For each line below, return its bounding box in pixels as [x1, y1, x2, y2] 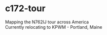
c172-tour [5, 3, 46, 14]
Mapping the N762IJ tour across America [5, 19, 89, 25]
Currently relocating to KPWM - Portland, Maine [5, 24, 103, 30]
